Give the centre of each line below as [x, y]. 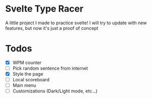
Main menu [24, 85]
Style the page [28, 74]
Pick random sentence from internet [50, 68]
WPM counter [27, 62]
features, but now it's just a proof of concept [52, 28]
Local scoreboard [31, 80]
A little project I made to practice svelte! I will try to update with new [76, 23]
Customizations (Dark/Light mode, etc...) [55, 91]
